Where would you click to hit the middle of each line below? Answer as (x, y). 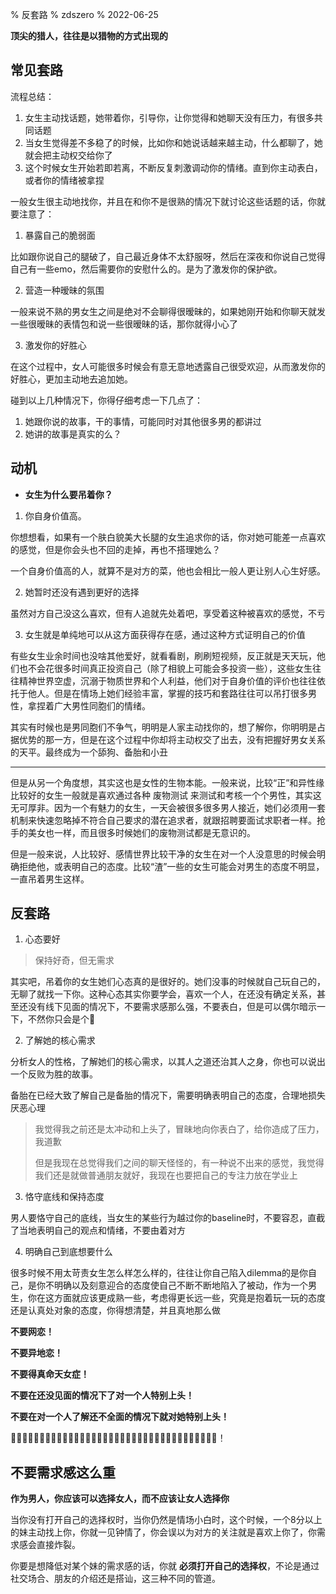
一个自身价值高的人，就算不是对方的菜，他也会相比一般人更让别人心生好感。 (168, 570)
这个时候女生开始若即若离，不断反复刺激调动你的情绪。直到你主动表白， (173, 167)
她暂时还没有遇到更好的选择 (82, 592)
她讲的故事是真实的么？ (73, 434)
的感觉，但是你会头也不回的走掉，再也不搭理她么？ (115, 549)
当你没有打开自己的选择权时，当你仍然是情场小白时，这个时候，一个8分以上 (166, 1520)
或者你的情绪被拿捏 (64, 180)
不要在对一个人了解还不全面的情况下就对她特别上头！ (120, 1417)
